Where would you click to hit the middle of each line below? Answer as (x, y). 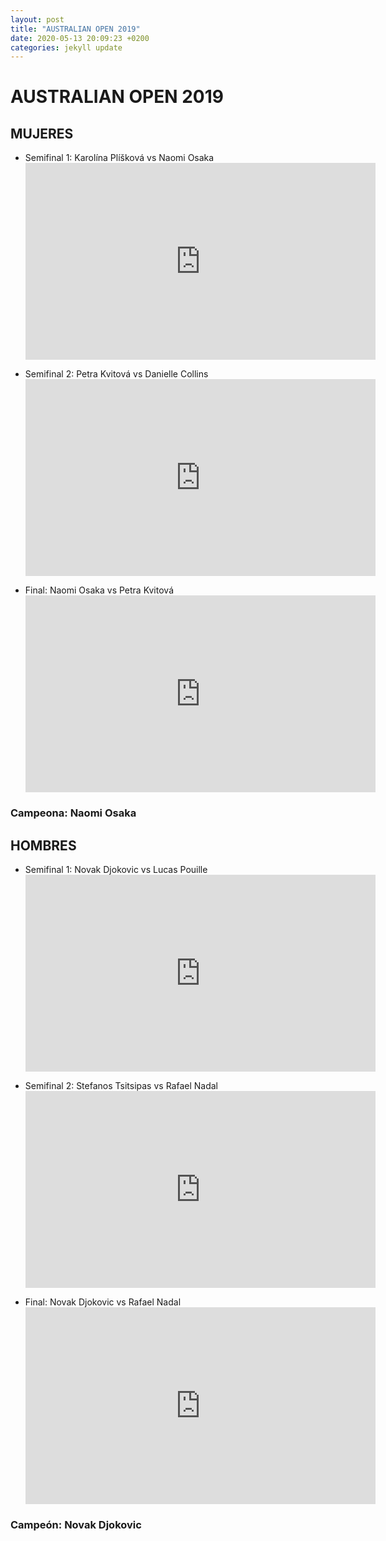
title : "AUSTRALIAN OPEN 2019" (75, 29)
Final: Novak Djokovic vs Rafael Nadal (103, 1302)
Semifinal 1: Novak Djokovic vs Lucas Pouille (116, 869)
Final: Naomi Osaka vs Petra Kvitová (99, 590)
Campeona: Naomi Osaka (73, 813)
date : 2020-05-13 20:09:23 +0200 (80, 38)
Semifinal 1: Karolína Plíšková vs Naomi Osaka (119, 158)
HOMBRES (43, 845)
